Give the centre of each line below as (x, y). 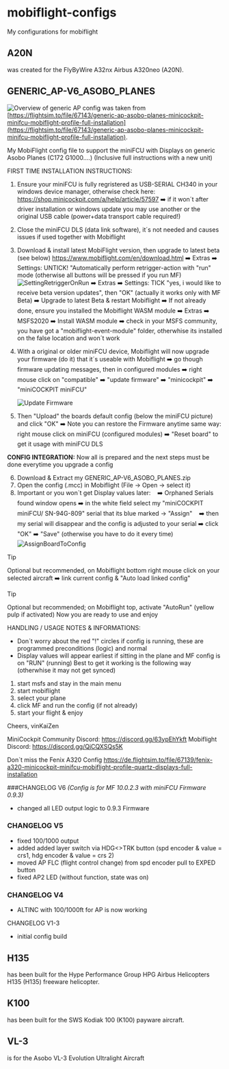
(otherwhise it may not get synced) (66, 670)
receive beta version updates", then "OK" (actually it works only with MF (119, 292)
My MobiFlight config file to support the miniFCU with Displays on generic (111, 150)
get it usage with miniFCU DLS (60, 444)
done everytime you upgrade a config (60, 464)
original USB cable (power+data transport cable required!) (99, 216)
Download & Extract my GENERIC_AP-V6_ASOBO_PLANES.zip (104, 477)
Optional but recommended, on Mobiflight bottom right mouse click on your (113, 570)
